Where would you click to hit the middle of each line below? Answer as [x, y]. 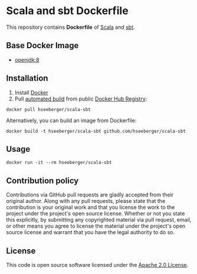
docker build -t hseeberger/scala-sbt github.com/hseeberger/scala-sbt [96, 131]
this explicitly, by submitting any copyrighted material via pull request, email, [99, 220]
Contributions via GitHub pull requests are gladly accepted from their [90, 195]
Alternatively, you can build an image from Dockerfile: [71, 120]
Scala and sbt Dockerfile [67, 11]
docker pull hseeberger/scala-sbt [49, 109]
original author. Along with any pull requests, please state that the [86, 201]
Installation [27, 78]
